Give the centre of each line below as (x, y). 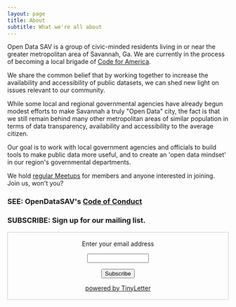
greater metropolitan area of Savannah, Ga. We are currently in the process (116, 54)
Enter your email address (118, 244)
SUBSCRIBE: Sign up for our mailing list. (77, 221)
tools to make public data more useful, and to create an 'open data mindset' (117, 155)
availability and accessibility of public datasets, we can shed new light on (113, 83)
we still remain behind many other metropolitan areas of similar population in (118, 119)
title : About (26, 20)
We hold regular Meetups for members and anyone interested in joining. (111, 176)
